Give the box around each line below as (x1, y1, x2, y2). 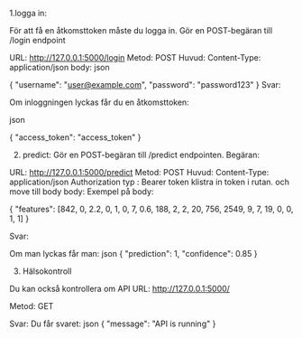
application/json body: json (9, 62, 110, 72)
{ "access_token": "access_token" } (9, 132, 142, 143)
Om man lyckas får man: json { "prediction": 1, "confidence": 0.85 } (9, 249, 258, 258)
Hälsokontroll (22, 266, 72, 277)
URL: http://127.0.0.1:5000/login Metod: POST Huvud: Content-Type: (9, 52, 261, 62)
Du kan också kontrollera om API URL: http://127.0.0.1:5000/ (9, 284, 230, 294)
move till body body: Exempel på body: (9, 186, 154, 197)
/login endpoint (9, 35, 66, 45)
